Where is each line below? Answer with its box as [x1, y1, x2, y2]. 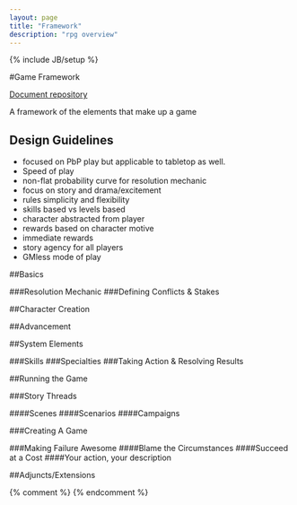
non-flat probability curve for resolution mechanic [22, 176, 207, 187]
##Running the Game [9, 373, 88, 384]
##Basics [9, 269, 44, 280]
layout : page [9, 13, 58, 22]
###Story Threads [9, 391, 78, 402]
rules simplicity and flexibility [22, 195, 130, 205]
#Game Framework [9, 72, 81, 83]
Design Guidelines [9, 132, 114, 148]
